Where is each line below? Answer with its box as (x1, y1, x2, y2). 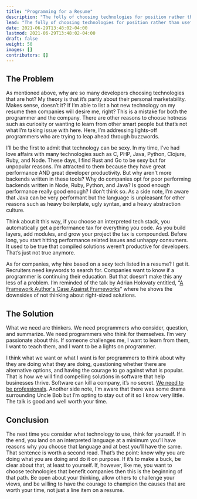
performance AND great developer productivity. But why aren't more (6, 169, 172, 176)
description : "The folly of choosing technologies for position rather (6, 14, 185, 20)
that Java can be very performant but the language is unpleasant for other (6, 194, 185, 201)
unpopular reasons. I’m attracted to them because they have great (6, 163, 166, 170)
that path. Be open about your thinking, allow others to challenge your (6, 474, 175, 481)
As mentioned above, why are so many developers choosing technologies (6, 89, 185, 97)
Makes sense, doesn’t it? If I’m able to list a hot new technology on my (6, 102, 176, 109)
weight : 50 (6, 42, 33, 47)
